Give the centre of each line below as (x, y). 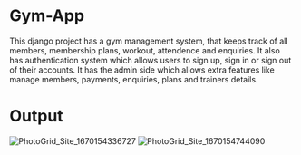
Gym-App (47, 16)
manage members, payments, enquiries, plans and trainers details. (134, 79)
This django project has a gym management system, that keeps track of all (149, 41)
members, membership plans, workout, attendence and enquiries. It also (145, 50)
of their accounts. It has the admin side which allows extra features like (142, 70)
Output (36, 116)
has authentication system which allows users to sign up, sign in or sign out (150, 60)
